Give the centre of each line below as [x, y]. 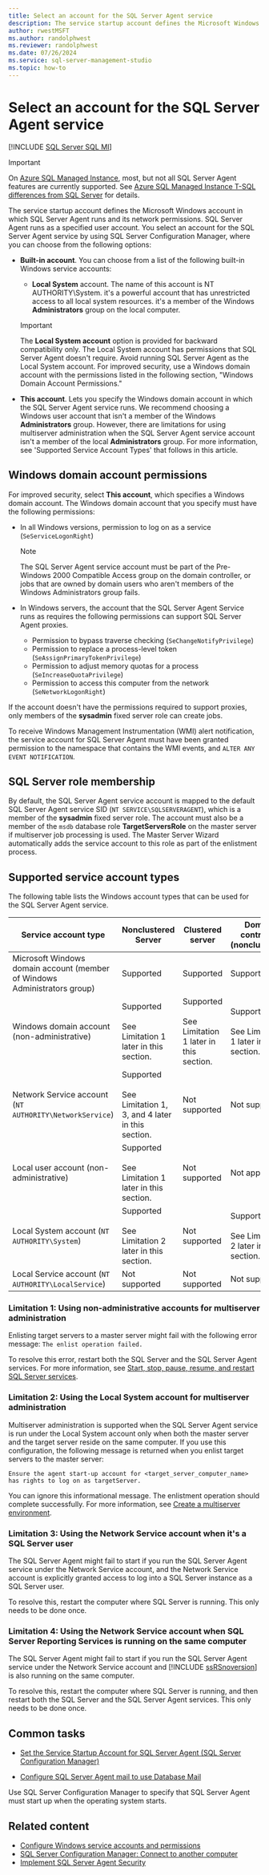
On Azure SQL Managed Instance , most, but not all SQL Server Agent [122, 178]
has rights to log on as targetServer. [75, 1481]
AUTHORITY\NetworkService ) [63, 1115]
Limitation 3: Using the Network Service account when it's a [127, 1534]
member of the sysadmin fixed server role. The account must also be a [126, 818]
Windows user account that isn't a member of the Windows [118, 416]
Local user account [48, 1168]
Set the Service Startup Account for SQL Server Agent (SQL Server [130, 1753]
